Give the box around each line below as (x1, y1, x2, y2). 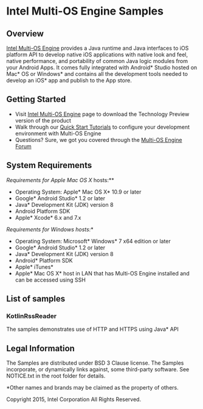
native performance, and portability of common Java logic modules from (6, 58, 188, 64)
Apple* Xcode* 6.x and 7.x (15, 214, 81, 221)
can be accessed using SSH (15, 276, 86, 283)
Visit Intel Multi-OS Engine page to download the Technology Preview (15, 110, 190, 118)
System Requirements (6, 160, 92, 171)
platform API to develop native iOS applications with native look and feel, (6, 51, 188, 58)
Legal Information (6, 343, 75, 353)
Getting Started (6, 94, 66, 104)
